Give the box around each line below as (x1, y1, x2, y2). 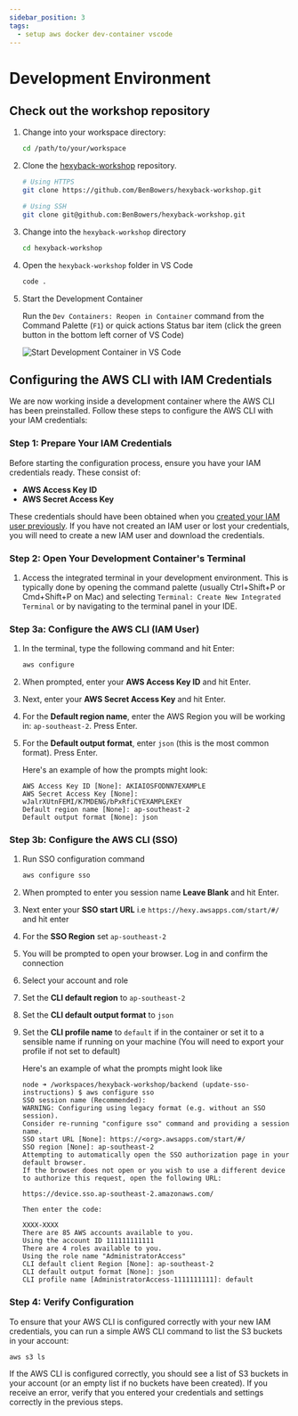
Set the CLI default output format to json (21, 1010, 174, 1020)
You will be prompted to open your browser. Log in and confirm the (21, 948, 269, 959)
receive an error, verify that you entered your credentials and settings (9, 1387, 264, 1398)
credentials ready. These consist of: (9, 467, 141, 478)
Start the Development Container (21, 293, 144, 304)
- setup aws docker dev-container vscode (17, 29, 173, 38)
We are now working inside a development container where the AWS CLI (9, 396, 276, 406)
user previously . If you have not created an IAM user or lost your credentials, (9, 520, 290, 531)
